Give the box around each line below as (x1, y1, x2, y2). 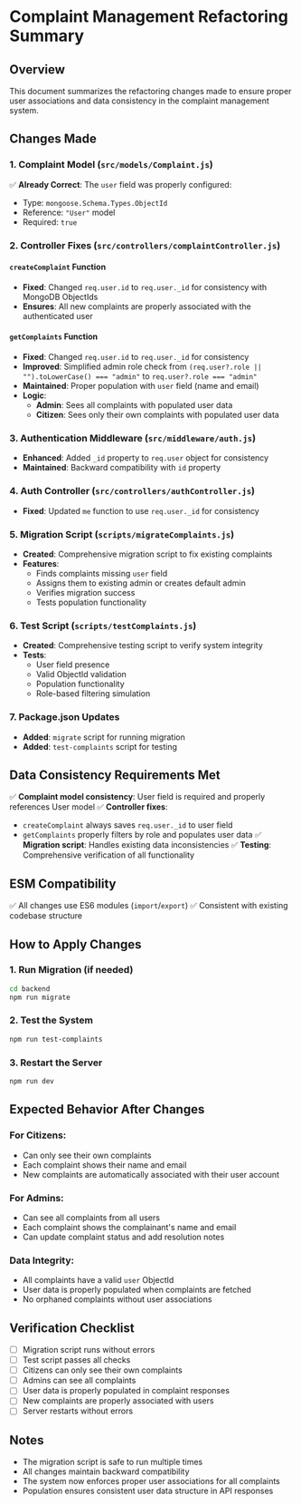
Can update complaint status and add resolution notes (22, 1231, 225, 1242)
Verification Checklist (9, 1320, 136, 1335)
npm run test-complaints (9, 1034, 103, 1044)
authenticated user (22, 310, 93, 321)
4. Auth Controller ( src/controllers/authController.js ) (9, 485, 256, 498)
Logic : (22, 390, 47, 401)
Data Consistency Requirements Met (9, 767, 221, 782)
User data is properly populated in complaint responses (22, 1385, 230, 1396)
